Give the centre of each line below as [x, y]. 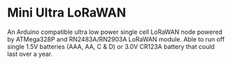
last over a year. [30, 54]
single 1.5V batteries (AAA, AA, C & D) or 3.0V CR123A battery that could [111, 46]
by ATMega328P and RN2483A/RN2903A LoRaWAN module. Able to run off [116, 39]
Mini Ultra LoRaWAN [67, 13]
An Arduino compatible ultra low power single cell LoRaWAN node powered [115, 32]
